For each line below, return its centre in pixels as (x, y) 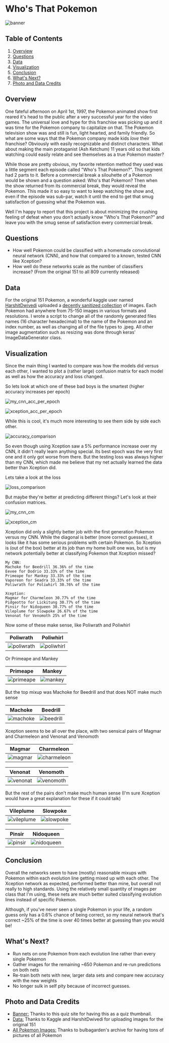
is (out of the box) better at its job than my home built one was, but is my (81, 548)
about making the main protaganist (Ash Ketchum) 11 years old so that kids (83, 149)
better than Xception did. (31, 468)
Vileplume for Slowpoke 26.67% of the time (52, 611)
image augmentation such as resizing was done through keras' (71, 332)
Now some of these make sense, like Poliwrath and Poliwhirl (68, 625)
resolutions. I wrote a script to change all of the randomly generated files (81, 316)
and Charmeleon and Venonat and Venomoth (52, 736)
